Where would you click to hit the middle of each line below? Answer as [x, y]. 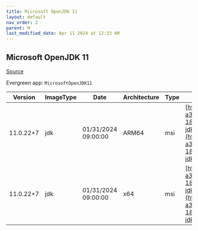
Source [15, 71]
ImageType [61, 97]
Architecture [141, 97]
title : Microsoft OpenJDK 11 [42, 11]
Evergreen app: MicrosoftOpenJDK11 [49, 82]
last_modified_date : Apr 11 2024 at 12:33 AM [63, 34]
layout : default [26, 17]
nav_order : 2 [22, 22]
